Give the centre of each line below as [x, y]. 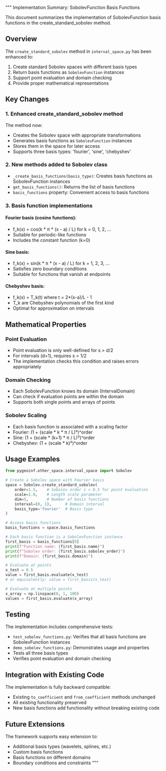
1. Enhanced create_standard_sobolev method [64, 114]
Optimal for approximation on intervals [53, 308]
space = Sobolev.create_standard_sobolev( [51, 485]
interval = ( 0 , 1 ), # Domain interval [59, 504]
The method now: [24, 125]
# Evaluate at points [29, 565]
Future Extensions [35, 724]
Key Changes [27, 99]
